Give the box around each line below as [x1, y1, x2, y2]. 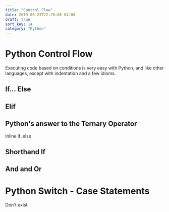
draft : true [5, 17, 30, 22]
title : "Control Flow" [5, 7, 53, 13]
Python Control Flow [5, 48, 93, 60]
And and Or [5, 165, 42, 173]
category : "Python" [5, 26, 46, 31]
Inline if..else [5, 133, 32, 139]
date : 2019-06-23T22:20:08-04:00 [5, 12, 76, 17]
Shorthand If [5, 148, 46, 156]
